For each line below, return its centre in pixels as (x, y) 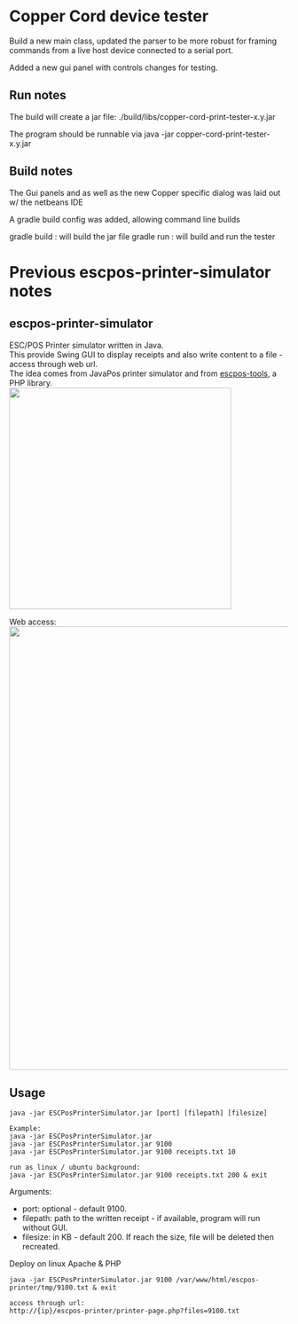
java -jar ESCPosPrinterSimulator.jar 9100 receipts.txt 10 (123, 1152)
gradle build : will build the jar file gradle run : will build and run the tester (142, 236)
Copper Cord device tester (109, 16)
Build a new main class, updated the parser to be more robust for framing (143, 41)
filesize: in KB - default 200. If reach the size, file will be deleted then (148, 1237)
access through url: (47, 1304)
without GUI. (45, 1228)
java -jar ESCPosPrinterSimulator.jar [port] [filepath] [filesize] (138, 1113)
